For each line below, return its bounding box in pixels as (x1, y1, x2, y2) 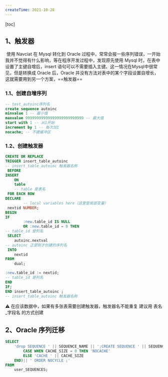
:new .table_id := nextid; (5, 270, 59, 276)
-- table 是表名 (14, 186, 46, 192)
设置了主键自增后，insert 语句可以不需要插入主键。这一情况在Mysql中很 (5, 64, 153, 70)
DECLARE (5, 196, 21, 201)
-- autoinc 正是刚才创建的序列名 (5, 243, 67, 248)
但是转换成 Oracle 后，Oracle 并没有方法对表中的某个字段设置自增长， (13, 70, 159, 76)
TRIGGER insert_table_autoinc (5, 159, 68, 164)
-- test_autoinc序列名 (5, 101, 50, 107)
